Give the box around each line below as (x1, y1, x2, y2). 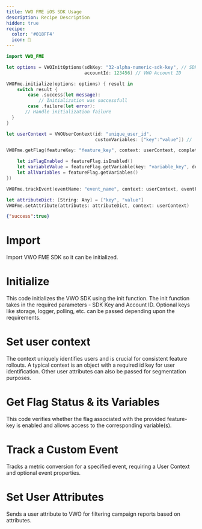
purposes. (6, 375, 32, 382)
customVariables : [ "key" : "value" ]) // (95, 136, 192, 142)
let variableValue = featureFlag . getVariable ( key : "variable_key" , (17, 164, 189, 170)
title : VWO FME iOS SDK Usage (6, 8, 82, 15)
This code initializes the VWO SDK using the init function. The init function (6, 295, 190, 302)
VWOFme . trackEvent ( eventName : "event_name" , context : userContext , (6, 186, 179, 192)
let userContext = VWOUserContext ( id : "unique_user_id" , (6, 131, 152, 137)
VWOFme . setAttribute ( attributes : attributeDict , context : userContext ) (6, 203, 189, 209)
